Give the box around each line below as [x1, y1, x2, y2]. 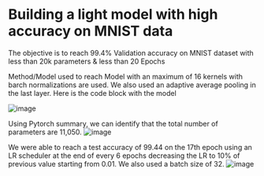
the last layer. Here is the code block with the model [8, 88, 177, 97]
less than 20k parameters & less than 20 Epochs [8, 57, 165, 66]
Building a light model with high [8, 5, 218, 24]
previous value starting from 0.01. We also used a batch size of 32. [8, 159, 225, 168]
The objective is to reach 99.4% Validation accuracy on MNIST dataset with [8, 48, 254, 57]
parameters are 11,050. [8, 127, 83, 137]
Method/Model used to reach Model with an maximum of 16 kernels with [8, 71, 243, 81]
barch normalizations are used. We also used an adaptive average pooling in [8, 80, 256, 90]
